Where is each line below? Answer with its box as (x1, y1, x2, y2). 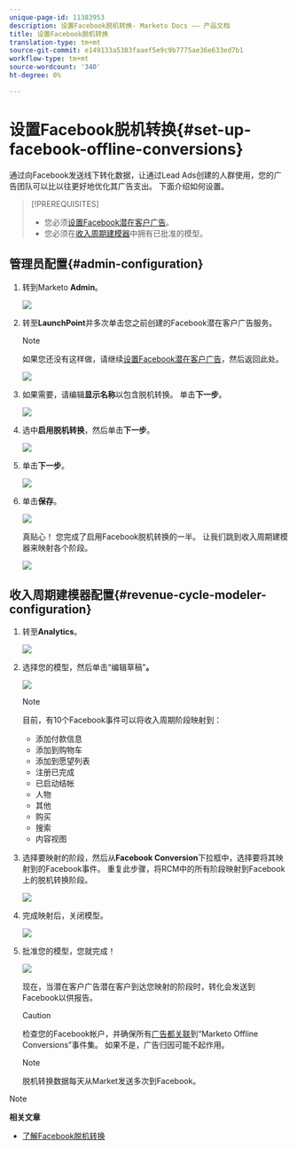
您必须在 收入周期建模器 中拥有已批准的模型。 (43, 227, 208, 238)
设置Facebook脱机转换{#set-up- (9, 119, 252, 140)
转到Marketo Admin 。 (21, 282, 104, 292)
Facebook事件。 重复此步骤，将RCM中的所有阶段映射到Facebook (45, 864, 285, 874)
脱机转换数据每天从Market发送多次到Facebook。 (21, 1076, 201, 1087)
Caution (21, 1010, 51, 1021)
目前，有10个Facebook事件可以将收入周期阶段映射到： (21, 714, 223, 725)
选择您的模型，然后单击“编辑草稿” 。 (21, 662, 154, 673)
